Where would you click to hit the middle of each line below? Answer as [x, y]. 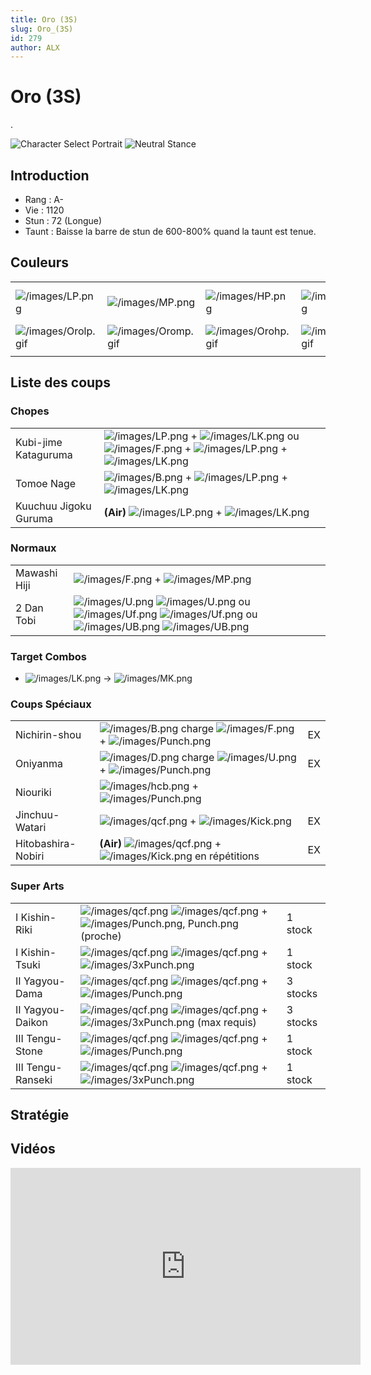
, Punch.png [210, 923]
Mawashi [36, 573]
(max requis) [226, 1022]
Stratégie [40, 1115]
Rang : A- [44, 199]
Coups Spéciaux [51, 704]
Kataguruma [44, 454]
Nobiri [30, 856]
